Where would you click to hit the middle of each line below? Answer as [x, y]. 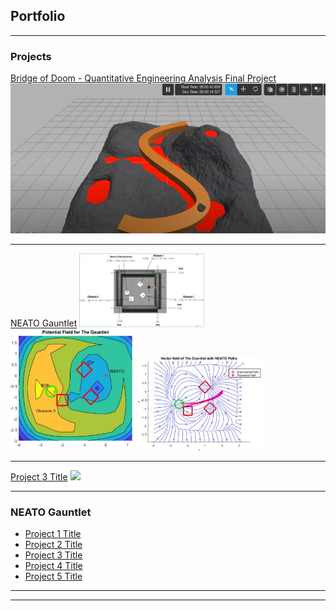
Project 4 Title [53, 566]
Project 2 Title [53, 545]
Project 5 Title [53, 576]
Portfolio [38, 16]
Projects [31, 56]
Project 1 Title [53, 534]
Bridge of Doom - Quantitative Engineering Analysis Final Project [143, 78]
